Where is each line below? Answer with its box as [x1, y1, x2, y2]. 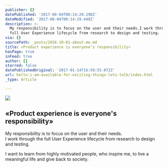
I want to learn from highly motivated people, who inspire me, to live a [5, 150, 149, 156]
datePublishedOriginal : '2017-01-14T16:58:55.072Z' [5, 68, 115, 73]
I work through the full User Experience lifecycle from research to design [5, 135, 155, 141]
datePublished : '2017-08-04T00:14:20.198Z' [5, 12, 97, 17]
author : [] [5, 58, 28, 63]
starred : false [5, 63, 37, 68]
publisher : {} [5, 7, 35, 12]
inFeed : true [5, 53, 32, 59]
